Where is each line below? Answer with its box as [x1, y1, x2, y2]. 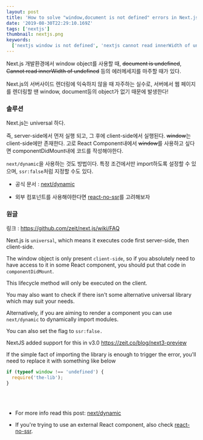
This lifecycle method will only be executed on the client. [6, 279, 148, 287]
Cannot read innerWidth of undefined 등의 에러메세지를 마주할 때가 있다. [6, 67, 181, 74]
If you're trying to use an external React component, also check [14, 421, 173, 429]
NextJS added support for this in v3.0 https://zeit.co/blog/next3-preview [6, 339, 187, 346]
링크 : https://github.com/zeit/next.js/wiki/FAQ [6, 225, 120, 232]
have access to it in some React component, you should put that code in [6, 261, 186, 269]
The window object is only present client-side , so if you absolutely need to [6, 255, 195, 262]
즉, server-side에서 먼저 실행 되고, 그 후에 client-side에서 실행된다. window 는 [6, 132, 192, 140]
